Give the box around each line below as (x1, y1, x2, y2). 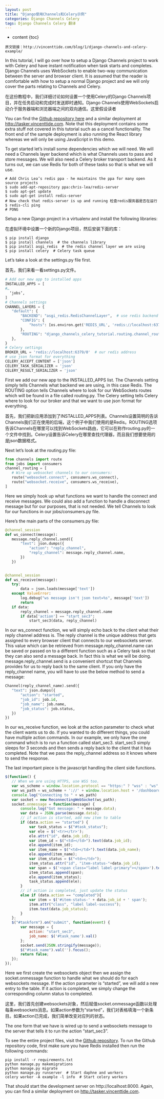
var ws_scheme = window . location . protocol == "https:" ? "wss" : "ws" (11, 784, 159, 788)
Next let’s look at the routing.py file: (5, 447, 77, 453)
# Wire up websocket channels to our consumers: (11, 471, 112, 476)
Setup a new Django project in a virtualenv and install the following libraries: (5, 216, 158, 222)
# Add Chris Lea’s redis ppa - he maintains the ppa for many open (5, 176, 145, 181)
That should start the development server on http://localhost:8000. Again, (5, 1083, 154, 1089)
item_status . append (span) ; (29, 870, 84, 875)
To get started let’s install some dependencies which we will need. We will (5, 146, 154, 152)
